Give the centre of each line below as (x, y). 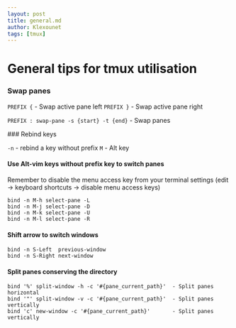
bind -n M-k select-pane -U (49, 213)
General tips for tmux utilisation (102, 69)
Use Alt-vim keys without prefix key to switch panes (86, 164)
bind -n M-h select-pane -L (49, 200)
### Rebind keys (32, 134)
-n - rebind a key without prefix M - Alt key (68, 148)
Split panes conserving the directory (63, 271)
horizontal (23, 293)
